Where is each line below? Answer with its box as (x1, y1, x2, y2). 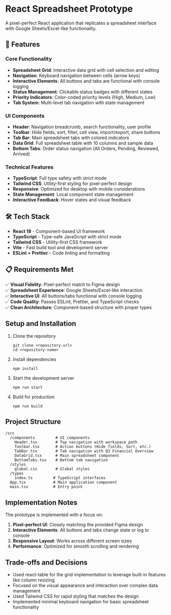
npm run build (12, 404, 43, 409)
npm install (12, 366, 38, 371)
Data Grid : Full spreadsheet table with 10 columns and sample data (12, 140, 154, 146)
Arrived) (12, 151, 31, 157)
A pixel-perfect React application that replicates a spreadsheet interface (5, 20, 157, 26)
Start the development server (12, 375, 75, 381)
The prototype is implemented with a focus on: (5, 512, 103, 518)
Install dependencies (12, 356, 57, 362)
